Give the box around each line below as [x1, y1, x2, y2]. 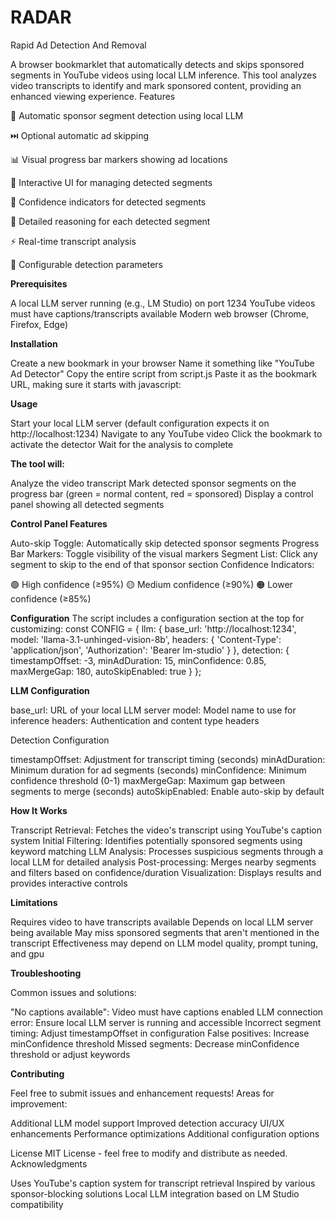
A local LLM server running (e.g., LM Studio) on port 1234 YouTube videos [10, 297, 316, 309]
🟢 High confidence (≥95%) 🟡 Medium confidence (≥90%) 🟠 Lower [10, 578, 293, 590]
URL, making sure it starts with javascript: [10, 378, 182, 390]
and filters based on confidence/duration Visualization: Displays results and [10, 866, 322, 878]
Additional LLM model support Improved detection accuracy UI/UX [10, 1117, 285, 1129]
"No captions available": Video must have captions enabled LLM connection [10, 1006, 324, 1018]
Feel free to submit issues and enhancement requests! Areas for [10, 1087, 275, 1099]
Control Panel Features [10, 517, 108, 530]
